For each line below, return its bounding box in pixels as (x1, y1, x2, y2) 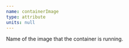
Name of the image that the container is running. (6, 36, 123, 43)
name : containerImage (6, 8, 59, 15)
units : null (6, 19, 35, 25)
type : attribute (6, 14, 46, 20)
